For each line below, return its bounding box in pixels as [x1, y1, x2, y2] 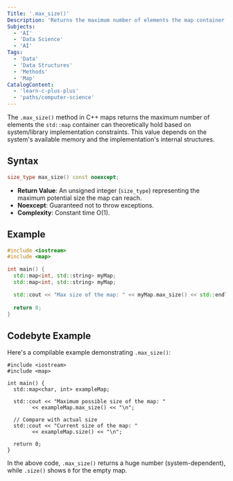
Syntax [7, 155, 39, 167]
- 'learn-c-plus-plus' [13, 87, 79, 94]
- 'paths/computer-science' [13, 94, 95, 101]
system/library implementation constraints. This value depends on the [7, 128, 207, 136]
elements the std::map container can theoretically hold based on [7, 121, 191, 128]
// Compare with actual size [13, 416, 98, 423]
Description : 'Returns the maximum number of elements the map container [7, 17, 225, 24]
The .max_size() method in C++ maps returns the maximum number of [7, 113, 210, 121]
